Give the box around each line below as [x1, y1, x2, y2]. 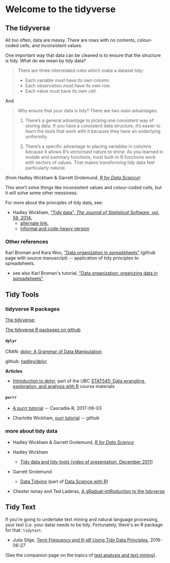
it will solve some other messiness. [5, 190, 78, 196]
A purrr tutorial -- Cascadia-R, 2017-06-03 [12, 405, 102, 411]
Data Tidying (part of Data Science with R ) [20, 478, 109, 484]
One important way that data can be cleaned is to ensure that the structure [5, 52, 161, 58]
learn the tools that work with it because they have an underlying [25, 128, 161, 134]
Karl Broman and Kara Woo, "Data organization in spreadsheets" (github [5, 249, 156, 256]
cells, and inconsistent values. [19, 42, 82, 49]
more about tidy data [5, 427, 58, 435]
